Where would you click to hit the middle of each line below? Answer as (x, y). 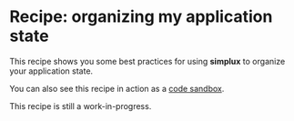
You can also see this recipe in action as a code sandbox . (117, 88)
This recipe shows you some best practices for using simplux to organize (147, 61)
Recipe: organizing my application (141, 17)
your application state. (51, 71)
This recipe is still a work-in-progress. (81, 106)
